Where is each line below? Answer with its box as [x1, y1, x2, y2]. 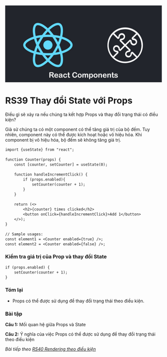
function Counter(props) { [5, 157, 61, 162]
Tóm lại [5, 286, 23, 293]
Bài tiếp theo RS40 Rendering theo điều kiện [5, 346, 96, 352]
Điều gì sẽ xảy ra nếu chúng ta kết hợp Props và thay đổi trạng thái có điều [5, 111, 158, 117]
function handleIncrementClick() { [14, 172, 88, 177]
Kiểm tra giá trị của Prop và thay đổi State [5, 253, 107, 260]
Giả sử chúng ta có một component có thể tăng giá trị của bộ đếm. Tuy [5, 126, 150, 132]
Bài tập [5, 310, 22, 317]
